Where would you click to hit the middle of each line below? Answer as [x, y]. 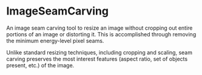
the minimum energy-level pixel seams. [55, 41]
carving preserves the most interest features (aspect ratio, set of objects [97, 59]
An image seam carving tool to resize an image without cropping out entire [99, 28]
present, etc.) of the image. [40, 65]
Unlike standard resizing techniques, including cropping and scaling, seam [99, 52]
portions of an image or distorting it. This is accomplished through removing [101, 34]
